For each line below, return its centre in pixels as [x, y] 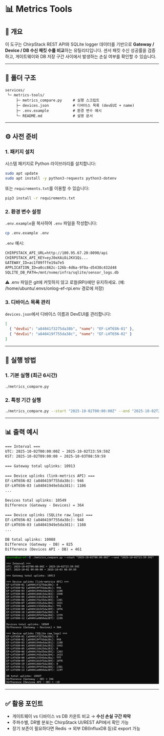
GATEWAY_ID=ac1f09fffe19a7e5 [35, 263]
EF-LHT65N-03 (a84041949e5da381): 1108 [46, 525]
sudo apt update [21, 173]
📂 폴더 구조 [21, 78]
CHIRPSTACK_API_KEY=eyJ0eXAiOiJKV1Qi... [47, 258]
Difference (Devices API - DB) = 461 [43, 549]
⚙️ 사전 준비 [21, 137]
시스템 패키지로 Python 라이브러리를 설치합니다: [51, 163]
